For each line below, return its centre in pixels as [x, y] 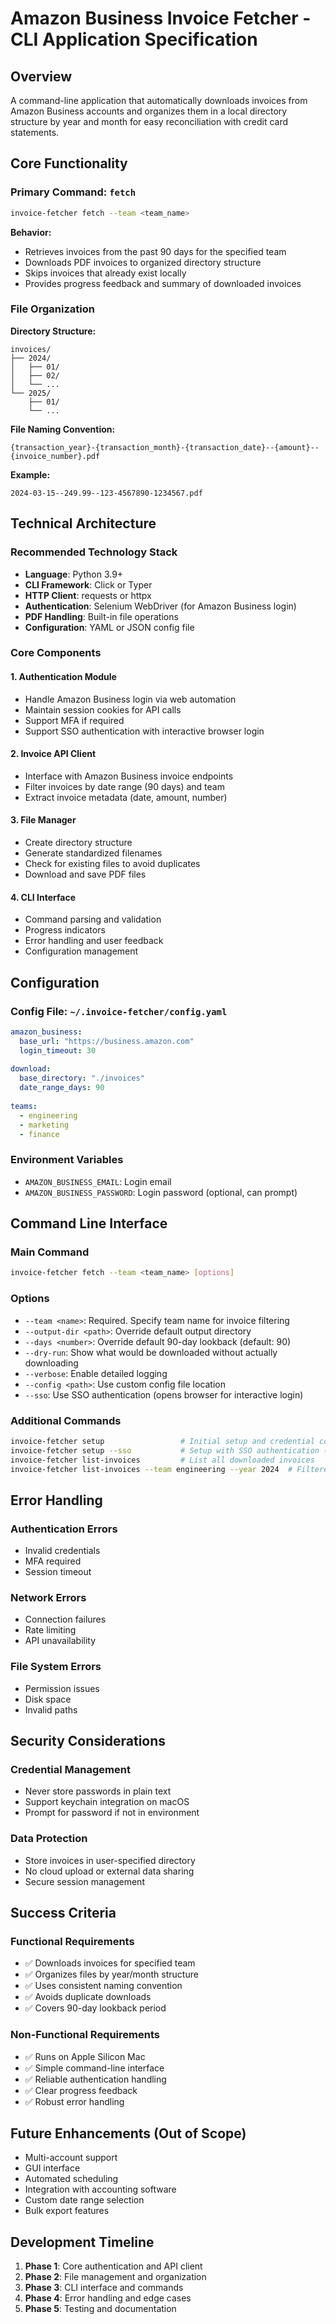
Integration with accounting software [100, 2189]
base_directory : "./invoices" [82, 1078]
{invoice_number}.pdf [55, 456]
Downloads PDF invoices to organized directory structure [143, 262]
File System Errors [56, 1667]
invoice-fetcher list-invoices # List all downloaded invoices [162, 1460]
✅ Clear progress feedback [81, 2090]
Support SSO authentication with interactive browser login [144, 731]
